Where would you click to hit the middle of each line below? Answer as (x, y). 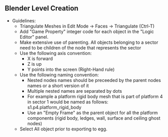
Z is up (34, 64)
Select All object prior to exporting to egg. (63, 129)
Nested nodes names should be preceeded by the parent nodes (94, 80)
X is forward (40, 59)
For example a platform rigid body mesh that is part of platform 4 (95, 96)
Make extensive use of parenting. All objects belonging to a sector (89, 42)
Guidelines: (24, 20)
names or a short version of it (58, 86)
